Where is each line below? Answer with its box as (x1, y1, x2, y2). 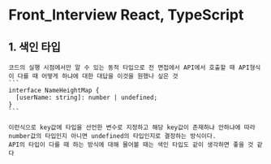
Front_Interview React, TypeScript (8, 6, 244, 24)
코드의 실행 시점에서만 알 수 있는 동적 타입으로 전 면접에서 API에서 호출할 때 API (8, 63, 250, 71)
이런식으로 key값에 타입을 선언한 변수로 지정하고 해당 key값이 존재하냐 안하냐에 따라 (8, 123, 256, 132)
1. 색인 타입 (8, 40, 61, 54)
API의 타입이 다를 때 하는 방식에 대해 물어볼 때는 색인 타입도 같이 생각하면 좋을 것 (8, 140, 254, 149)
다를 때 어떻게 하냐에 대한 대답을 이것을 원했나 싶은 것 (17, 72, 179, 80)
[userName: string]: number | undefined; (15, 93, 158, 101)
